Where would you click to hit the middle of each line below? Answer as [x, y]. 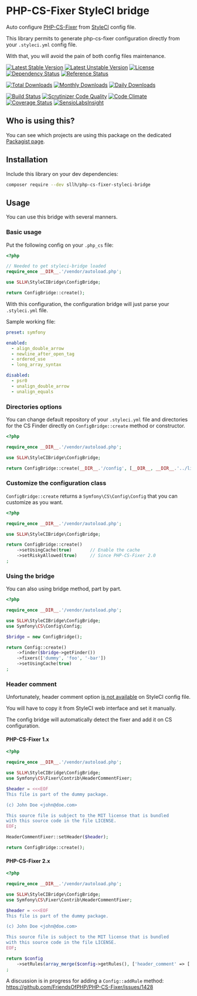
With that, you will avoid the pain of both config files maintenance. [86, 56]
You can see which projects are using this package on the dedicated [89, 135]
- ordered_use [28, 359]
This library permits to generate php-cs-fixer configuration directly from [93, 38]
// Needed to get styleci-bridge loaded [56, 266]
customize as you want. [35, 502]
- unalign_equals [33, 392]
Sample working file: [31, 321]
